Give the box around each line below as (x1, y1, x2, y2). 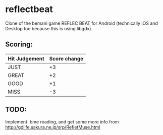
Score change (49, 55, 84, 62)
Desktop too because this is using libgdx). (5, 25, 92, 31)
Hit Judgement (8, 55, 44, 62)
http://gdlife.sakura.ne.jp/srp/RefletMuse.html (5, 124, 100, 130)
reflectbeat (5, 4, 53, 15)
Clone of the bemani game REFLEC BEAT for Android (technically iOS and (5, 20, 158, 26)
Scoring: (5, 40, 33, 49)
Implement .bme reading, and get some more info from (5, 118, 119, 124)
